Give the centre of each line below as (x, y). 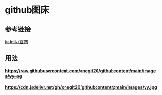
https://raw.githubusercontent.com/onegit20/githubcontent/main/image (81, 71)
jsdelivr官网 (16, 42)
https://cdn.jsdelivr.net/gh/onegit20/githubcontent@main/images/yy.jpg (81, 87)
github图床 (27, 10)
